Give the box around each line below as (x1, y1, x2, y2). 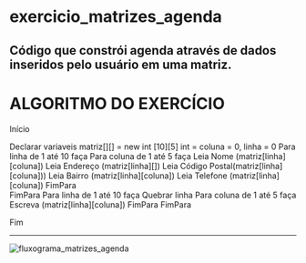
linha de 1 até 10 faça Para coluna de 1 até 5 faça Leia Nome (9, 150, 234, 161)
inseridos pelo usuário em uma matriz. (9, 56, 232, 72)
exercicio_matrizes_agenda (9, 6, 223, 27)
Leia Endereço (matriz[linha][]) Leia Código (45, 160, 208, 171)
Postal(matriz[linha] (209, 160, 283, 171)
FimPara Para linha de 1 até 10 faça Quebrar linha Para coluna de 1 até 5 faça (9, 189, 297, 200)
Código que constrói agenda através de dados (9, 43, 277, 58)
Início (9, 123, 30, 134)
